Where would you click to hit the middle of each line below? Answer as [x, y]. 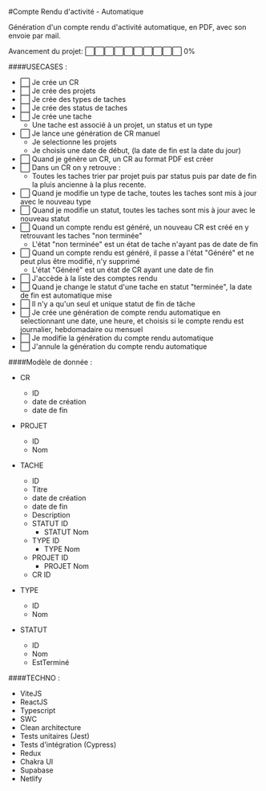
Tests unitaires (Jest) [54, 736]
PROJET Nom [66, 566]
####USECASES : [38, 67]
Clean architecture [50, 728]
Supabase [36, 770]
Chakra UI [36, 762]
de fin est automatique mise [66, 295]
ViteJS [31, 694]
